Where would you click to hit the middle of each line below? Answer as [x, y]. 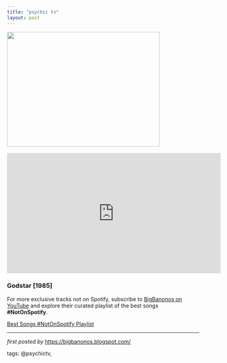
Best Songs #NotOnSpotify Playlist [50, 324]
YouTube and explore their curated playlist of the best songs [83, 306]
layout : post [23, 18]
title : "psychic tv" [33, 12]
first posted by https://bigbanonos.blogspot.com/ [69, 341]
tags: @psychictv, [30, 353]
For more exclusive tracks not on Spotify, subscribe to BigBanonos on [95, 299]
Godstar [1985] [30, 286]
